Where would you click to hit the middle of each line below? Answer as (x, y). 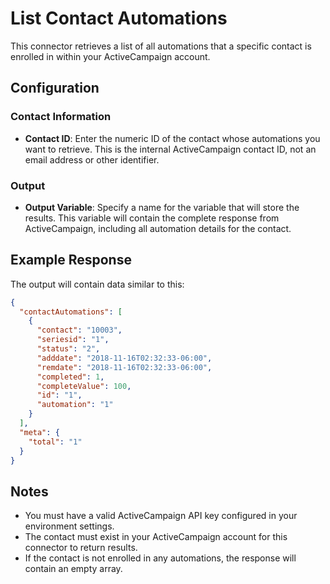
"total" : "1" (55, 442)
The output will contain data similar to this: (97, 284)
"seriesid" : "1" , (73, 340)
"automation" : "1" (75, 405)
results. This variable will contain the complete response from (152, 218)
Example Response (71, 260)
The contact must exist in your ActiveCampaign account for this (156, 537)
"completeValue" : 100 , (84, 386)
